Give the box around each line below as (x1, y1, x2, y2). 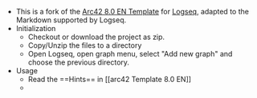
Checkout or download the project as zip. (27, 32, 165, 41)
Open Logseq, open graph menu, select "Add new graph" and (27, 49, 233, 58)
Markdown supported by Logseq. (15, 15, 127, 25)
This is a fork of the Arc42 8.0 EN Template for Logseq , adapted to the (15, 7, 249, 16)
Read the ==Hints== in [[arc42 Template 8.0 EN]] (27, 75, 191, 84)
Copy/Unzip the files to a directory (27, 41, 142, 50)
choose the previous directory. (27, 57, 130, 67)
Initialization (15, 24, 56, 33)
